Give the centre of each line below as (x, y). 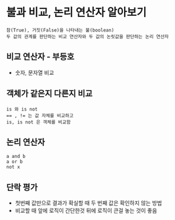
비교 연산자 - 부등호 (40, 57)
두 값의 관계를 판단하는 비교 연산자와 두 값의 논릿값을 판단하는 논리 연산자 (87, 36)
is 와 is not (22, 109)
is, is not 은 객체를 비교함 (38, 122)
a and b (16, 156)
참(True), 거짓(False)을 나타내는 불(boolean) (60, 30)
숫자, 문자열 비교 (35, 72)
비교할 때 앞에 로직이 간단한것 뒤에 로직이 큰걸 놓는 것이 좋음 (86, 211)
